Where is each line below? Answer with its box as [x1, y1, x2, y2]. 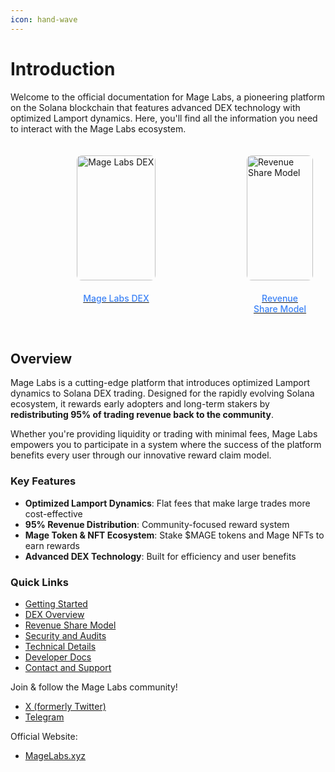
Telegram [24, 711, 65, 723]
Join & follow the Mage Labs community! [10, 681, 178, 693]
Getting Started [24, 597, 88, 610]
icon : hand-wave [10, 14, 78, 25]
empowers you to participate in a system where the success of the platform [10, 439, 322, 451]
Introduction [10, 57, 116, 80]
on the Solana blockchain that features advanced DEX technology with [10, 101, 301, 113]
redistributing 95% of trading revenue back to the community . [10, 409, 274, 421]
